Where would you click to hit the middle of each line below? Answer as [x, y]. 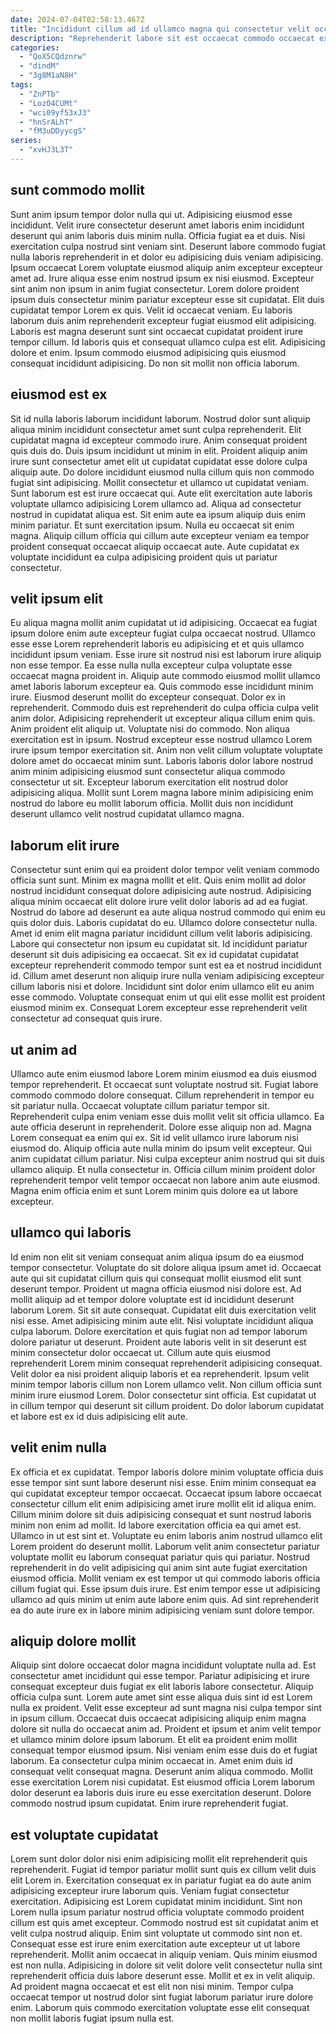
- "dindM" [39, 66]
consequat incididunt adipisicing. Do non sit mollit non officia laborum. [155, 363]
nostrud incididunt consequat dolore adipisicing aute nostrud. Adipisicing [161, 891]
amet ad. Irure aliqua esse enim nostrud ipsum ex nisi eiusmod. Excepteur [162, 278]
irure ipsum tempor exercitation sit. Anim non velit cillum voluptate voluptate [166, 750]
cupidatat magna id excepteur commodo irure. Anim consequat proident [159, 440]
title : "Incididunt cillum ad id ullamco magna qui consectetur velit [160, 29]
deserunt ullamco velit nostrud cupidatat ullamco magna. [127, 814]
